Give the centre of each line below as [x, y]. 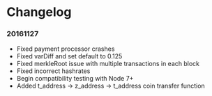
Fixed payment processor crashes [66, 49]
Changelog [39, 12]
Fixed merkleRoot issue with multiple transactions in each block [108, 64]
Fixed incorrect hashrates [53, 71]
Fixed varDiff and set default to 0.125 [69, 56]
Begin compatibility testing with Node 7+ [75, 79]
